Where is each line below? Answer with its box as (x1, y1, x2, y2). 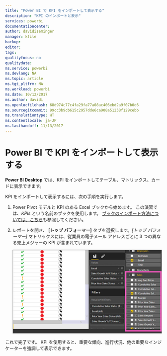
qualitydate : (5, 60, 32, 66)
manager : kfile (5, 34, 37, 39)
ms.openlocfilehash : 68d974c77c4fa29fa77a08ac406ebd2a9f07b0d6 (5, 102, 139, 107)
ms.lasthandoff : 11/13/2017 (5, 123, 64, 129)
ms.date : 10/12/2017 (5, 92, 48, 97)
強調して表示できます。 (26, 345, 75, 351)
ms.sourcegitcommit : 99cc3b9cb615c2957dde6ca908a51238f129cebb (5, 107, 139, 113)
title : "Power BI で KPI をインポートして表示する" (5, 8, 104, 13)
